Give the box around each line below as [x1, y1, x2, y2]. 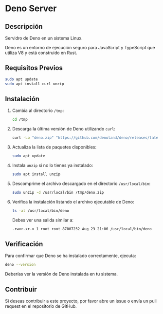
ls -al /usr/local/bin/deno [12, 208, 69, 213]
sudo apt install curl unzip [5, 81, 64, 86]
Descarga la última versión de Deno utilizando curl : [12, 126, 116, 132]
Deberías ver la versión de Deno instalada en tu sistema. [5, 271, 118, 277]
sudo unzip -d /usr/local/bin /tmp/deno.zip [12, 190, 104, 195]
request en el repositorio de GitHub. [5, 303, 77, 309]
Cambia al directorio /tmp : [12, 108, 64, 113]
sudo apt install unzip [12, 172, 61, 177]
